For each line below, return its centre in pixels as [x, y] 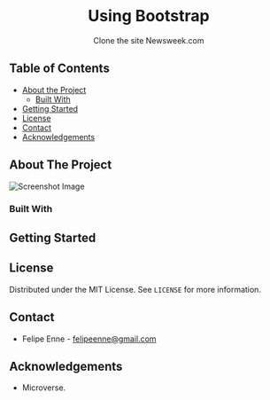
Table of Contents [60, 69]
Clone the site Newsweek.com [149, 40]
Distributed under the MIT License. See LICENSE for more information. [135, 289]
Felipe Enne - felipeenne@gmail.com [89, 339]
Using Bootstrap [149, 16]
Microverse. [44, 388]
